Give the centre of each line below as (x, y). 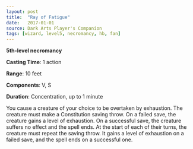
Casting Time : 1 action (34, 62)
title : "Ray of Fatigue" (38, 17)
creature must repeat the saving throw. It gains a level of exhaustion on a (95, 134)
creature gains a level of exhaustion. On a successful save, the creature (94, 121)
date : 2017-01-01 (30, 23)
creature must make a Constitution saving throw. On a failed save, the (91, 115)
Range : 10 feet (24, 74)
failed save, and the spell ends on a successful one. (69, 140)
